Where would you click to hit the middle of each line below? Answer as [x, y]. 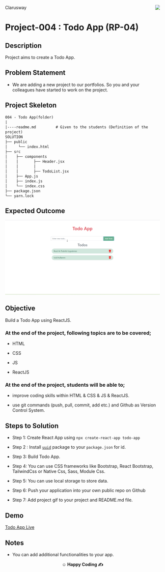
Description [23, 45]
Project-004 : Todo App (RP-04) [72, 28]
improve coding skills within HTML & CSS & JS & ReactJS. [71, 396]
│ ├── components [26, 157]
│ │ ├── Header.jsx [35, 161]
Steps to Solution [32, 426]
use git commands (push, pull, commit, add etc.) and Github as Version [84, 405]
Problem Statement [35, 73]
